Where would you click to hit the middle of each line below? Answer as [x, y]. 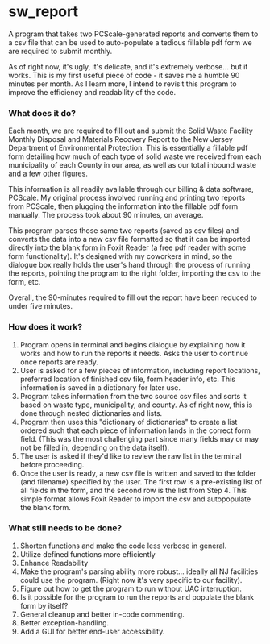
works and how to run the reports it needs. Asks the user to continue [134, 353]
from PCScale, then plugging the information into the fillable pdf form [123, 206]
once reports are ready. [59, 362]
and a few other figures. [48, 174]
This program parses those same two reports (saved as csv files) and [124, 231]
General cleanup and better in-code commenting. [102, 614]
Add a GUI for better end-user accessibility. [92, 631]
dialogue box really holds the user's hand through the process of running [130, 265]
